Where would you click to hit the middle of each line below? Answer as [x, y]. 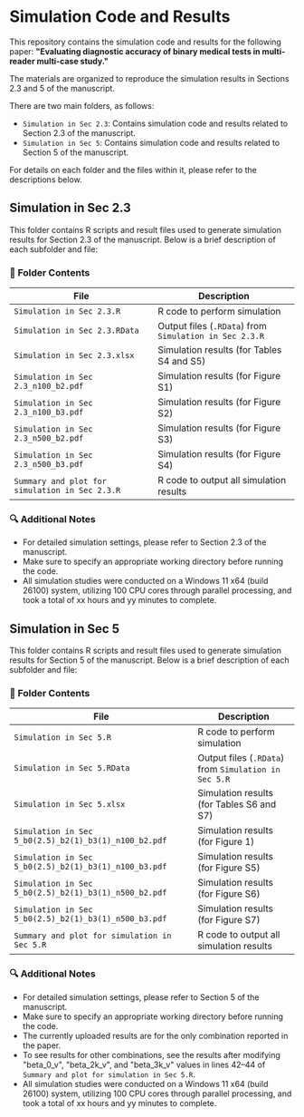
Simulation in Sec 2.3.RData [76, 331]
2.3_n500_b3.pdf [49, 465]
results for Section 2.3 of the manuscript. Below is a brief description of [142, 239]
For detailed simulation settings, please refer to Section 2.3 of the [144, 542]
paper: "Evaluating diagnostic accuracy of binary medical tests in [135, 51]
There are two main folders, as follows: [82, 105]
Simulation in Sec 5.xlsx [70, 805]
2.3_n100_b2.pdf [49, 386]
